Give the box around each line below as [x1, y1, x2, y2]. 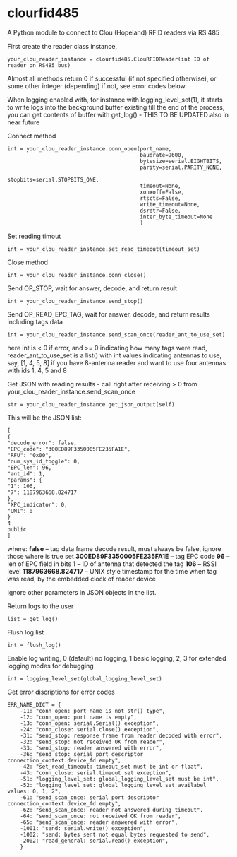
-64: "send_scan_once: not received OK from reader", [20, 812, 181, 820]
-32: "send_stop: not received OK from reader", [20, 738, 166, 745]
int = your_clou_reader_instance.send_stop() [7, 297, 143, 305]
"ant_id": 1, [7, 470, 46, 478]
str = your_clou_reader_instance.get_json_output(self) [7, 401, 175, 408]
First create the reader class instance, [7, 42, 118, 50]
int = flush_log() [7, 642, 61, 649]
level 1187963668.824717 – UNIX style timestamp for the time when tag [7, 567, 217, 575]
